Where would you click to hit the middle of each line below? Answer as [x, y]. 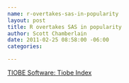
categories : [25, 46]
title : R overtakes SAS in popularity [64, 27]
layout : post [27, 20]
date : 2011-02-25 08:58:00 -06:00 [58, 40]
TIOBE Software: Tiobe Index [50, 72]
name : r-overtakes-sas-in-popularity [63, 14]
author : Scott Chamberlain [47, 33]
